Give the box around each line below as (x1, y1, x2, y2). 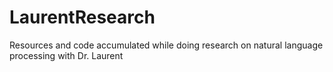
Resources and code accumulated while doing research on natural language (9, 39, 324, 51)
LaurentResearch (9, 6, 156, 29)
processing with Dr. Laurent (9, 49, 124, 61)
